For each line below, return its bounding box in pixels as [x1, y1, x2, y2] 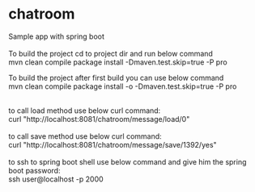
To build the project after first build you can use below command [8, 73, 224, 82]
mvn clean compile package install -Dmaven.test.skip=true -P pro [8, 57, 228, 67]
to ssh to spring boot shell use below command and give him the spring [8, 157, 247, 166]
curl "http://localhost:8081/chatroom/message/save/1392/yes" [8, 140, 217, 149]
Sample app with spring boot [8, 31, 105, 41]
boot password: [8, 165, 61, 175]
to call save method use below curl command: [8, 131, 162, 141]
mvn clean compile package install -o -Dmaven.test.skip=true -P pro [8, 81, 237, 91]
